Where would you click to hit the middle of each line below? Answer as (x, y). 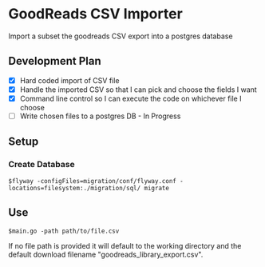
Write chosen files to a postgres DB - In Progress (100, 116)
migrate (157, 188)
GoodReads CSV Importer (96, 14)
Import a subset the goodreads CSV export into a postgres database (121, 36)
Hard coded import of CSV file (69, 80)
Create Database (42, 165)
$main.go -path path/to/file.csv (64, 231)
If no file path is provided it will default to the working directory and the (125, 245)
